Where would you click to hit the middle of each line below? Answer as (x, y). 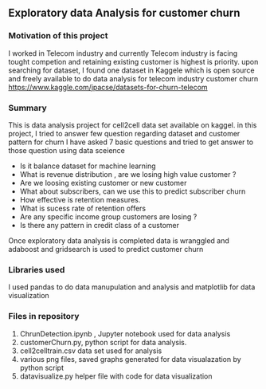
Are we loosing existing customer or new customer (103, 183)
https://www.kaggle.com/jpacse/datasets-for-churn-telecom (108, 87)
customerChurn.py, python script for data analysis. (103, 342)
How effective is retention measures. (80, 199)
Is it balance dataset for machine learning (88, 166)
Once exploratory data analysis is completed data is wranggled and (119, 240)
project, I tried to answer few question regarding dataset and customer (124, 133)
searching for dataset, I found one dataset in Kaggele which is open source (131, 70)
